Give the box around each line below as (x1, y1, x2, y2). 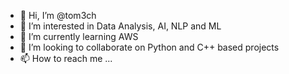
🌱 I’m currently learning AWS (19, 31, 139, 42)
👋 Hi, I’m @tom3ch (19, 10, 97, 21)
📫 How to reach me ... (19, 53, 113, 64)
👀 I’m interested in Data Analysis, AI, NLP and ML (19, 20, 222, 32)
